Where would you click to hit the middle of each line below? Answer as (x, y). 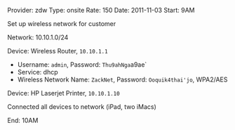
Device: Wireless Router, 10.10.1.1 (58, 51)
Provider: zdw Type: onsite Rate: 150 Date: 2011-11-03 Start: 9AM (101, 10)
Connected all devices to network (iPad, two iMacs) (82, 107)
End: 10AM (23, 120)
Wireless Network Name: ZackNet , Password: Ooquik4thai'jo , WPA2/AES (122, 79)
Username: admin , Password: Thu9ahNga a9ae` (82, 65)
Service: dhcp (38, 72)
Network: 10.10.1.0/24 (38, 37)
